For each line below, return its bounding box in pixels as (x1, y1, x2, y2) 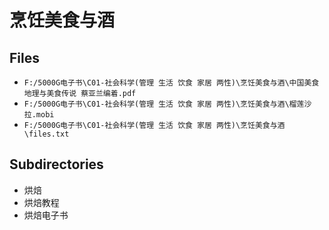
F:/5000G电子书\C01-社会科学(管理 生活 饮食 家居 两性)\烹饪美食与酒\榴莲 (23, 99, 305, 109)
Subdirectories (9, 156, 104, 173)
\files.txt (23, 129, 70, 139)
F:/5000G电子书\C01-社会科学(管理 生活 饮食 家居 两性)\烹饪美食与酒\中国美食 (23, 78, 320, 88)
